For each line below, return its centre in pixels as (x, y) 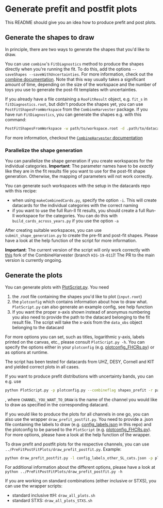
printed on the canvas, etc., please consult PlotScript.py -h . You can (75, 342)
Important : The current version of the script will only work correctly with (78, 250)
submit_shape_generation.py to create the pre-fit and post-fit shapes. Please (81, 235)
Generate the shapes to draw (50, 38)
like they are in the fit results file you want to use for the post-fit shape (75, 171)
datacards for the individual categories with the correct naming (75, 205)
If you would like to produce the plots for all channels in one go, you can (77, 414)
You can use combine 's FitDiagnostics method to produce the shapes (74, 63)
